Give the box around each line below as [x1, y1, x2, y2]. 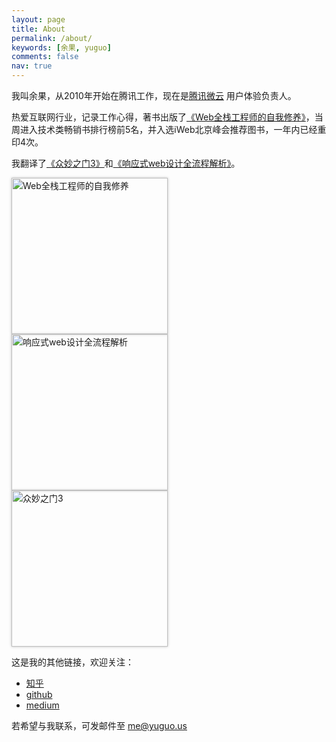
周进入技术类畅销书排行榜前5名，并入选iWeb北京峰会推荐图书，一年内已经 [11, 124, 318, 135]
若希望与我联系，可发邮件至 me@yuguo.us [11, 720, 188, 731]
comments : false [11, 52, 79, 62]
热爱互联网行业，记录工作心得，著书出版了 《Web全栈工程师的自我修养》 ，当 [11, 111, 324, 123]
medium [25, 699, 60, 711]
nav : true [11, 61, 53, 71]
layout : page [11, 14, 66, 25]
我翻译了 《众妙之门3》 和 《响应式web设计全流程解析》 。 [11, 157, 241, 169]
